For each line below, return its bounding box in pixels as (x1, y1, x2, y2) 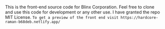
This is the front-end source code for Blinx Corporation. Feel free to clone (5, 4, 155, 10)
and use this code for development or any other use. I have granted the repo (5, 9, 160, 15)
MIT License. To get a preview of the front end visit (5, 14, 119, 20)
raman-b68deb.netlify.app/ (5, 19, 61, 24)
